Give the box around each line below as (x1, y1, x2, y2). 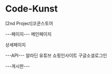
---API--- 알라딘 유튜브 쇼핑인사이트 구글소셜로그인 (5, 52, 107, 58)
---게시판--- (5, 63, 30, 69)
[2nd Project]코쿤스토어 (5, 20, 53, 26)
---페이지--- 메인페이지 (5, 31, 52, 37)
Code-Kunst (5, 3, 58, 15)
